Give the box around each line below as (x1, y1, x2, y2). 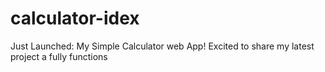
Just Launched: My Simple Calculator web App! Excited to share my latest (10, 40, 315, 52)
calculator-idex (10, 7, 140, 30)
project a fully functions (10, 50, 108, 62)
